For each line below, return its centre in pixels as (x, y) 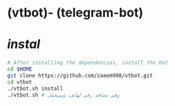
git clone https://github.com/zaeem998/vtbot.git (80, 75)
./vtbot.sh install (35, 88)
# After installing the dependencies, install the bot (88, 63)
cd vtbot (20, 82)
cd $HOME (20, 69)
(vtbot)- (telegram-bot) (75, 13)
